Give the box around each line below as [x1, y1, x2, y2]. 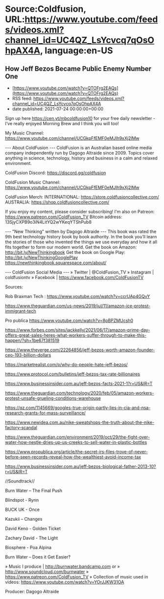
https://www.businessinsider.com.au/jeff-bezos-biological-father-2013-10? [5, 463, 156, 469]
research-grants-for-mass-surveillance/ [5, 410, 86, 415]
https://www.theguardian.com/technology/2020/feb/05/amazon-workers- [5, 390, 154, 396]
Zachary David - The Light [5, 535, 58, 541]
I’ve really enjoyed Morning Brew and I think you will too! [5, 121, 119, 126]
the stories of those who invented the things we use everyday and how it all [5, 239, 158, 245]
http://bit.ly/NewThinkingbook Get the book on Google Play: [5, 250, 126, 255]
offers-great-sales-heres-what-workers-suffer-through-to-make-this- [5, 332, 147, 338]
